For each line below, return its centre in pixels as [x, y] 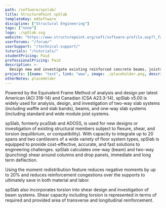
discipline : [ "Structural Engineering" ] [47, 23]
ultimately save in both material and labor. [47, 180]
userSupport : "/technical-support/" [43, 46]
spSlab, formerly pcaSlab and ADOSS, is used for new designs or [72, 123]
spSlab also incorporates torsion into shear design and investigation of [77, 189]
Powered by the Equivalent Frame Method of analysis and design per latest [82, 92]
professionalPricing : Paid [33, 60]
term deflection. [21, 160]
